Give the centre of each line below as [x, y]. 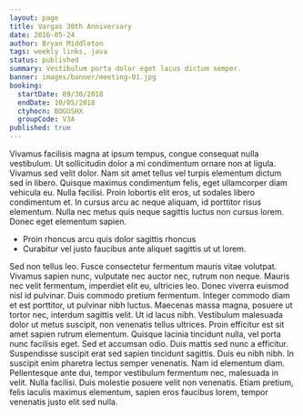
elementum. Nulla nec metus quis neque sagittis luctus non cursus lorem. [147, 212]
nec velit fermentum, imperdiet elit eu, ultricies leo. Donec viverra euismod [149, 286]
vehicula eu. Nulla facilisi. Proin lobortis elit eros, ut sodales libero [132, 193]
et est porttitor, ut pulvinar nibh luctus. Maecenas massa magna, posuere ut [151, 305]
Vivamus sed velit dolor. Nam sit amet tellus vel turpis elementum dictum [146, 173]
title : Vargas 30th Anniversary [71, 26]
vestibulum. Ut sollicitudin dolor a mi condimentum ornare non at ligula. [143, 163]
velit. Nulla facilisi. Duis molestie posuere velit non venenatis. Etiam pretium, [151, 382]
